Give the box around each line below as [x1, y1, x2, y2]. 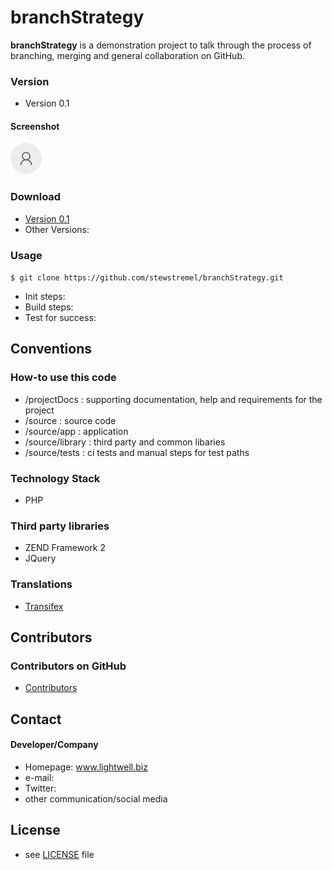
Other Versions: [24, 223, 90, 235]
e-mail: [24, 771, 55, 783]
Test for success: [24, 312, 97, 324]
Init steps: [24, 291, 66, 303]
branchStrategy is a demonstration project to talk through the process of [10, 39, 312, 51]
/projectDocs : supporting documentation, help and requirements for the [24, 393, 323, 405]
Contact [10, 711, 62, 728]
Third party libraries [10, 519, 110, 533]
